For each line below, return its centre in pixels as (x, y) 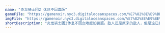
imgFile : (14, 18)
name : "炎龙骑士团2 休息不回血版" (36, 9)
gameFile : (15, 14)
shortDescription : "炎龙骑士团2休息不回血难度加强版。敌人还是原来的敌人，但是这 (80, 23)
